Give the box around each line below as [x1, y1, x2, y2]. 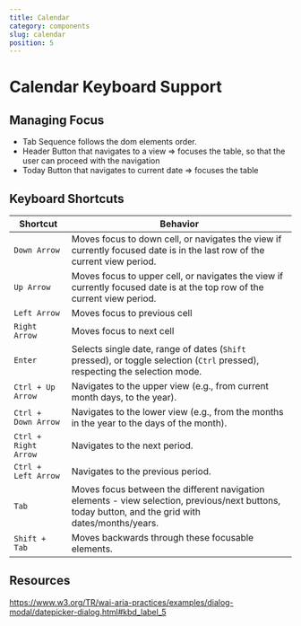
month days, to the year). [71, 392, 177, 404]
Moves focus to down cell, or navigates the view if [71, 233, 282, 245]
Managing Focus [9, 112, 105, 128]
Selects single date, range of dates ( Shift [71, 343, 246, 356]
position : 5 [9, 38, 54, 48]
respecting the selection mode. [71, 366, 202, 378]
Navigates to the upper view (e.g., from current [71, 380, 269, 392]
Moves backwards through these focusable [71, 532, 254, 544]
